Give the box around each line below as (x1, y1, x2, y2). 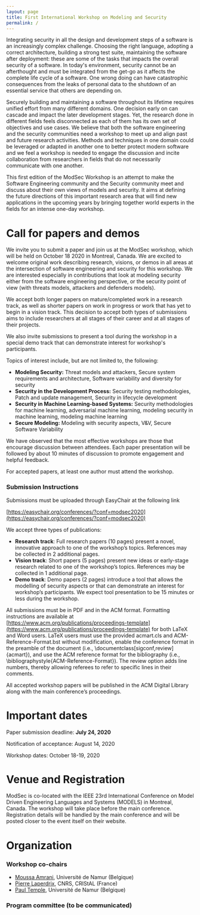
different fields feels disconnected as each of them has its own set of (6, 118, 177, 125)
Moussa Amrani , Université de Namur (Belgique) (14, 873, 134, 880)
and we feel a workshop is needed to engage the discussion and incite (6, 149, 180, 157)
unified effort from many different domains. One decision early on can (6, 105, 178, 112)
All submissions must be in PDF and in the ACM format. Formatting (6, 606, 170, 613)
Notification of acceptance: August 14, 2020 (6, 740, 115, 747)
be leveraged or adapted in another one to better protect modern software (6, 143, 189, 150)
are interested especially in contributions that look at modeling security (6, 271, 181, 279)
